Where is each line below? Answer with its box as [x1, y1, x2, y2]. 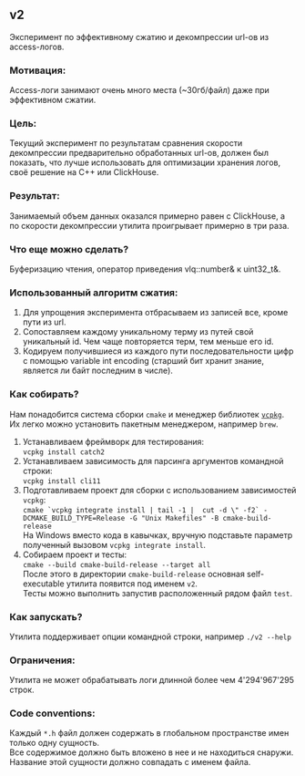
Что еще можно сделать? [9, 243, 129, 255]
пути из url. [22, 316, 66, 327]
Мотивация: [9, 64, 66, 77]
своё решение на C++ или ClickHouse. [9, 167, 159, 178]
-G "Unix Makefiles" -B [128, 513, 219, 523]
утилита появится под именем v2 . [66, 578, 198, 589]
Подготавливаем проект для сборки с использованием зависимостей [22, 484, 297, 495]
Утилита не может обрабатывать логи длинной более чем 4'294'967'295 [9, 675, 294, 686]
